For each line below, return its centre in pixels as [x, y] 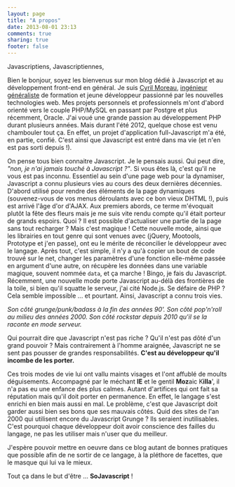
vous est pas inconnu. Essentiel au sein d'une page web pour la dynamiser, [116, 176]
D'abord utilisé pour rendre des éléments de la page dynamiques [101, 191]
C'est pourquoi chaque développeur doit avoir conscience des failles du [111, 426]
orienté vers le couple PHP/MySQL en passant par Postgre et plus [102, 110]
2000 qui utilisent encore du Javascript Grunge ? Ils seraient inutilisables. [113, 419]
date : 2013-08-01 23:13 [42, 27]
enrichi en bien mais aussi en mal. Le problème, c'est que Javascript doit [113, 404]
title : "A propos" [34, 20]
